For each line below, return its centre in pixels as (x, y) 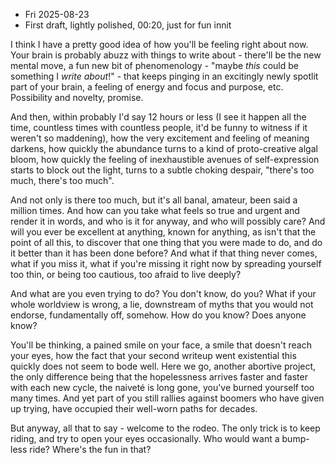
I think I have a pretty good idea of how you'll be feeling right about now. (159, 44)
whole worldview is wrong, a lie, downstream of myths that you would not (162, 304)
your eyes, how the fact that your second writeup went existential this (153, 355)
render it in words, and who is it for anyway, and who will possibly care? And (168, 221)
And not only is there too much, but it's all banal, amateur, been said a (154, 200)
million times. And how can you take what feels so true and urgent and (155, 210)
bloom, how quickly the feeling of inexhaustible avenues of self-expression (165, 159)
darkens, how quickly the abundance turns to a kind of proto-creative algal (164, 148)
